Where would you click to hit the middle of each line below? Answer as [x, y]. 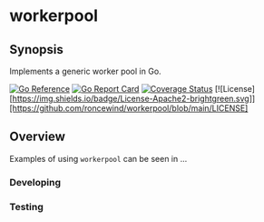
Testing [26, 207]
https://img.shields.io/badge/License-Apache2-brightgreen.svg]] [134, 98]
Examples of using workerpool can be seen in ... [98, 158]
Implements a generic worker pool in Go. [85, 71]
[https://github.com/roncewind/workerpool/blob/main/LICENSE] [129, 108]
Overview [38, 137]
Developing [35, 182]
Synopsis [36, 50]
